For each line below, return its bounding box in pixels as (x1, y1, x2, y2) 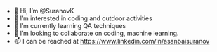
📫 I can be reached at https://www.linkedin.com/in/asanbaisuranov (13, 37, 210, 45)
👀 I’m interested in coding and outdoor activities (13, 14, 152, 22)
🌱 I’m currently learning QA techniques (13, 22, 126, 30)
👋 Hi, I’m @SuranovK (13, 7, 74, 15)
